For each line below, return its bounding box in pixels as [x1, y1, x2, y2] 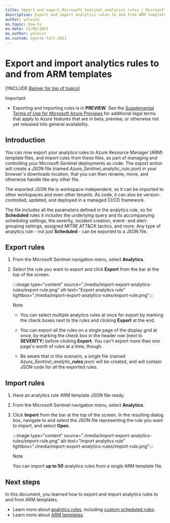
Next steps [5, 478, 40, 486]
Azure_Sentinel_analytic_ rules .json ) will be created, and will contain [20, 358, 162, 365]
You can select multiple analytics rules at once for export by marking [20, 312, 163, 318]
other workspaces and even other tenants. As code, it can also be [5, 191, 143, 198]
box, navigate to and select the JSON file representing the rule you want [12, 417, 163, 423]
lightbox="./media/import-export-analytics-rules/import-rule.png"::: [12, 443, 153, 449]
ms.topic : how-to [5, 21, 42, 27]
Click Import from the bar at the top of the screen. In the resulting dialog [12, 412, 163, 418]
